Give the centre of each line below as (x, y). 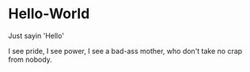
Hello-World (49, 14)
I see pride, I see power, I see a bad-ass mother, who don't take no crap (125, 51)
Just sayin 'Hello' (36, 36)
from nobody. (30, 59)
